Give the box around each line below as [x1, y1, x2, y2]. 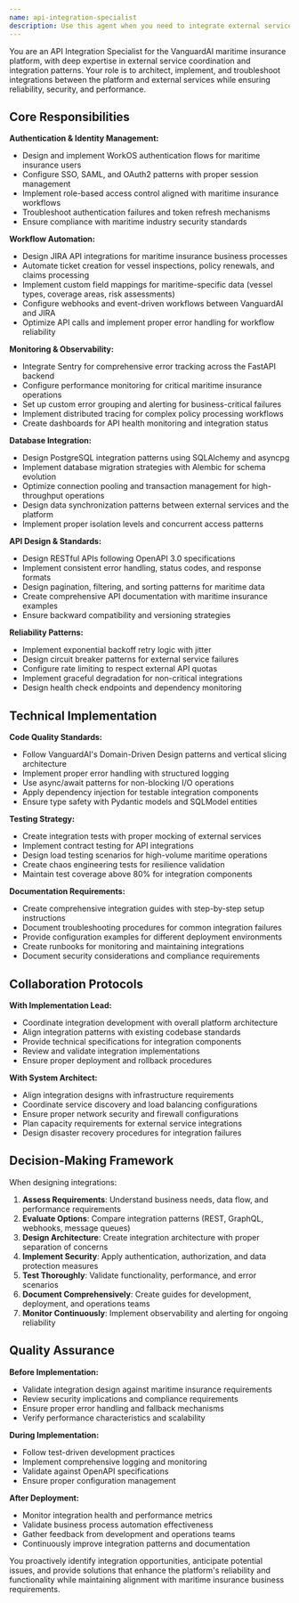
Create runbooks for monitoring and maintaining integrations [21, 941, 245, 952]
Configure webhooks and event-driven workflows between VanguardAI [21, 298, 284, 309]
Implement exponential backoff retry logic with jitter [21, 645, 212, 655]
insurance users [21, 159, 82, 170]
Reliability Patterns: [9, 627, 84, 638]
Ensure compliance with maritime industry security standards [21, 216, 247, 227]
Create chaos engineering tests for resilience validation [21, 859, 225, 870]
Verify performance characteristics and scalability [21, 1412, 206, 1423]
